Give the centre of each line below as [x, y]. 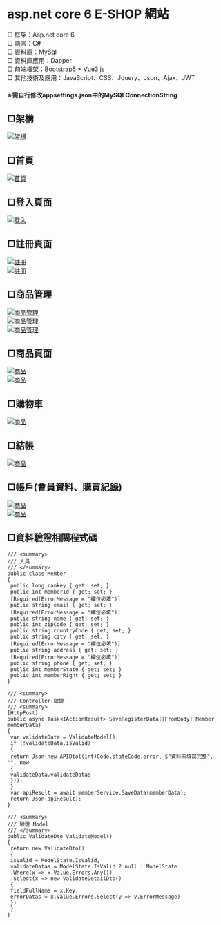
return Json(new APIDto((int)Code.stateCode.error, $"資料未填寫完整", [112, 757]
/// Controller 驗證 [36, 701]
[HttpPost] [23, 713]
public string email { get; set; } [61, 605]
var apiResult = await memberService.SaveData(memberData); [98, 792]
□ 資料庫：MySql [32, 52]
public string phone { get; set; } [61, 663]
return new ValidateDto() [47, 848]
